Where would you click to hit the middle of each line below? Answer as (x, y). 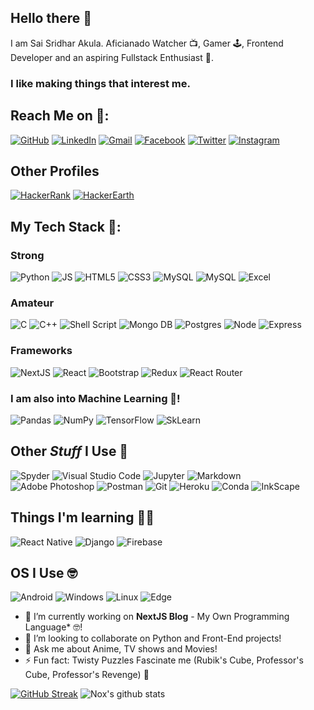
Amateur (32, 303)
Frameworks (41, 351)
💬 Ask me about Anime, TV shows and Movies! (121, 649)
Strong (27, 255)
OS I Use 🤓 (44, 572)
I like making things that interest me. (100, 83)
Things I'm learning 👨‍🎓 (82, 517)
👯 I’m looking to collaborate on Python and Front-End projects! (153, 638)
